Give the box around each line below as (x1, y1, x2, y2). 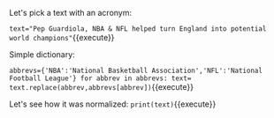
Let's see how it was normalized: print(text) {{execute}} (9, 99, 217, 109)
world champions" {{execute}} (9, 33, 115, 42)
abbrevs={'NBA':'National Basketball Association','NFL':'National (9, 66, 263, 75)
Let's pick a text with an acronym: (9, 8, 133, 18)
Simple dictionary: (9, 49, 75, 60)
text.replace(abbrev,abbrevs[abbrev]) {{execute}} (9, 82, 194, 92)
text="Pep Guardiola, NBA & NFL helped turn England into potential (9, 25, 267, 33)
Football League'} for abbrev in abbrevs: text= (9, 74, 192, 83)
